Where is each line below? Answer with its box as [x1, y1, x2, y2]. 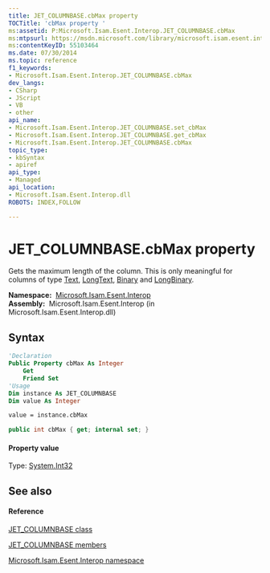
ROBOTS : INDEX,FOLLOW [8, 198, 81, 206]
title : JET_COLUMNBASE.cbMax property [8, 11, 138, 20]
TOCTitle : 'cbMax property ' [8, 19, 106, 27]
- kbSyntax [8, 153, 45, 161]
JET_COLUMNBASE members [8, 539, 107, 550]
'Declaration [8, 352, 52, 360]
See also [8, 484, 52, 498]
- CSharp [8, 86, 38, 95]
